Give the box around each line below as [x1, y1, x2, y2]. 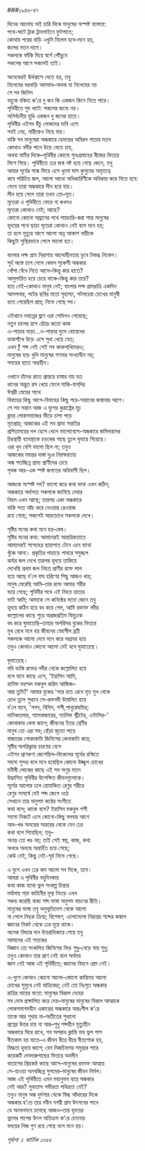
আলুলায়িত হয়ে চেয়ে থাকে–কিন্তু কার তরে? [7, 274, 89, 282]
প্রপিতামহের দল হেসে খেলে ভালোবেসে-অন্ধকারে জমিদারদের [7, 427, 121, 435]
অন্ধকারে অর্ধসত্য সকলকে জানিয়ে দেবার [7, 488, 83, 496]
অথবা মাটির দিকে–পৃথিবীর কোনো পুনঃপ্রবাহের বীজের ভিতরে [7, 151, 119, 159]
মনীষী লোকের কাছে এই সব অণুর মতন [7, 765, 81, 774]
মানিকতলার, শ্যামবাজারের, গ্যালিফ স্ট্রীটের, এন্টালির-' [7, 711, 109, 719]
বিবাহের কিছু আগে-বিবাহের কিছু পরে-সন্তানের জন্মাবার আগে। [7, 396, 126, 404]
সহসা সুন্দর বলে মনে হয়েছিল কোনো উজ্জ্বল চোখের [7, 758, 103, 766]
